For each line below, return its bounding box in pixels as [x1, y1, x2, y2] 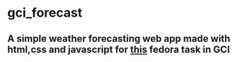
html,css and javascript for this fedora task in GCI [7, 43, 230, 55]
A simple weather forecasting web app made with [7, 33, 231, 45]
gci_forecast [7, 5, 83, 21]
